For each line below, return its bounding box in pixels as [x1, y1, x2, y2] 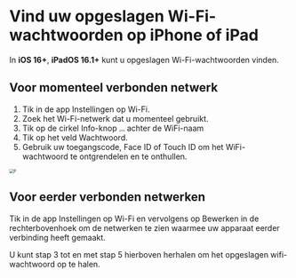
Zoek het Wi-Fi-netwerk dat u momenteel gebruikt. [21, 113, 209, 123]
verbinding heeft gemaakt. [9, 232, 107, 242]
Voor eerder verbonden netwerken [9, 189, 206, 205]
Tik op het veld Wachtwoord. [21, 131, 129, 143]
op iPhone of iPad [126, 25, 260, 45]
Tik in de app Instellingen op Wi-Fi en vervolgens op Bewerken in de [9, 213, 260, 224]
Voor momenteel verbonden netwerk [9, 80, 219, 95]
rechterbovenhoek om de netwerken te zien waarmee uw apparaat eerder [9, 222, 280, 233]
